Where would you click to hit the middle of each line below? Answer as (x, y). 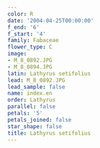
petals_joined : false (40, 120)
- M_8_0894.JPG (30, 67)
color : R (20, 14)
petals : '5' (25, 113)
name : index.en (30, 93)
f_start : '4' (27, 34)
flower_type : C (30, 47)
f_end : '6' (24, 27)
